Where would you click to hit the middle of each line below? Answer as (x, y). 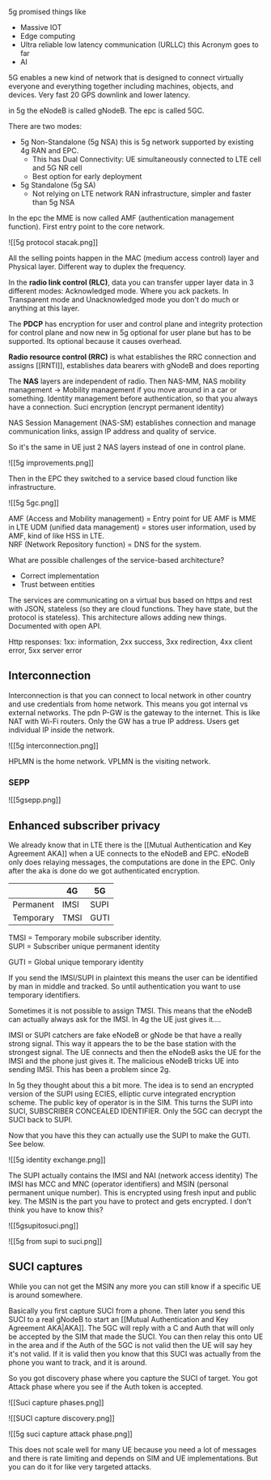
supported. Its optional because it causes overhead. (95, 341)
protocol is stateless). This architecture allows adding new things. (118, 617)
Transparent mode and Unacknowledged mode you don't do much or (124, 300)
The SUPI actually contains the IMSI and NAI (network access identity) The (133, 1175)
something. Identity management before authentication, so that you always (133, 398)
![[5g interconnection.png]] (53, 745)
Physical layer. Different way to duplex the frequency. (97, 266)
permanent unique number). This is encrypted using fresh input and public (133, 1192)
